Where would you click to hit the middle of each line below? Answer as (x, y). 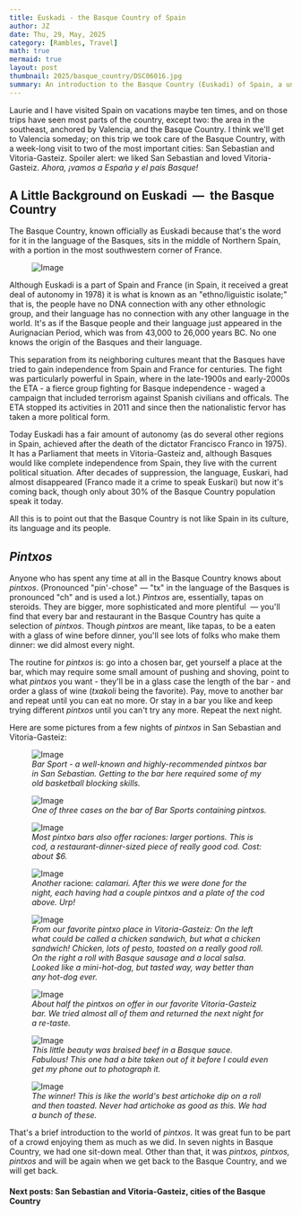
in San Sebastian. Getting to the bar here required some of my (146, 774)
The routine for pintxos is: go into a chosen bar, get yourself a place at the (146, 662)
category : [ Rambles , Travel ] (64, 43)
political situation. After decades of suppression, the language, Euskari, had (149, 473)
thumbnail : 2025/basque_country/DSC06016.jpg (95, 76)
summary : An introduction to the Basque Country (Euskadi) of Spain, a (146, 84)
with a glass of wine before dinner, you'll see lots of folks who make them (145, 635)
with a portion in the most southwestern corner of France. (116, 250)
